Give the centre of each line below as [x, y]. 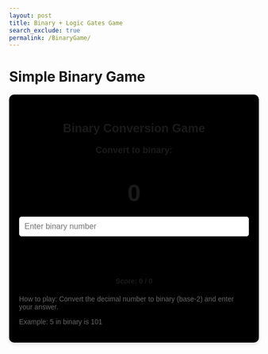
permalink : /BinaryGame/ [50, 38]
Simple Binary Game [77, 77]
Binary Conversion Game [134, 128]
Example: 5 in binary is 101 [61, 321]
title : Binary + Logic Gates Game [66, 23]
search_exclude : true [45, 30]
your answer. [39, 307]
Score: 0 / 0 [134, 281]
